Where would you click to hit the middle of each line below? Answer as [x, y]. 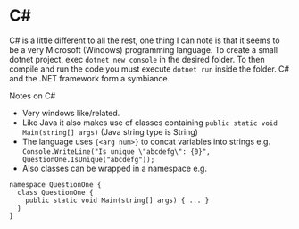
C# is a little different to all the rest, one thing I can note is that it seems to [145, 40]
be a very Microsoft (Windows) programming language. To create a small [144, 49]
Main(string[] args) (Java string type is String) [110, 131]
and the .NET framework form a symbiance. [90, 78]
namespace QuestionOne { [55, 184]
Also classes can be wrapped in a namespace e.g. [115, 168]
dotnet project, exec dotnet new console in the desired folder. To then [137, 59]
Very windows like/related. [71, 113]
